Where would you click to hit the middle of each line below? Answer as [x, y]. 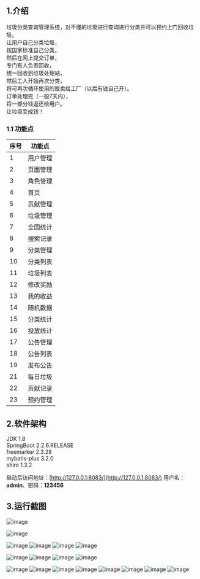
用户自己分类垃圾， [35, 42]
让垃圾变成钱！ [25, 111]
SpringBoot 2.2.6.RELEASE [40, 445]
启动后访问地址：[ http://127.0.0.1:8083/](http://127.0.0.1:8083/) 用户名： [96, 477]
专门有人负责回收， [31, 65]
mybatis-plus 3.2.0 [30, 458]
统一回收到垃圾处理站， [36, 73]
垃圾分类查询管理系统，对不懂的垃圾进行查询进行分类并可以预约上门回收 [97, 27]
